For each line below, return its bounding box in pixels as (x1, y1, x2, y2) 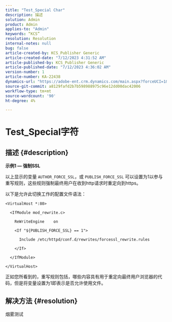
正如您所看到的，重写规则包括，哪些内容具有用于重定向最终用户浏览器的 (5, 274, 158, 280)
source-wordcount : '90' (5, 93, 56, 98)
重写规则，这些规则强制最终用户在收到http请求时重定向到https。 (5, 180, 141, 186)
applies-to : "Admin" (5, 27, 50, 32)
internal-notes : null (5, 41, 52, 46)
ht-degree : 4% (5, 98, 36, 103)
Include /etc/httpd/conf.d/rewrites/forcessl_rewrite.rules (18, 237, 150, 243)
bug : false (5, 46, 29, 51)
